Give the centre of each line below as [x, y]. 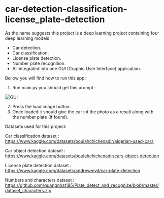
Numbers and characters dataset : [40, 180]
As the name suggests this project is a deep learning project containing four [82, 33]
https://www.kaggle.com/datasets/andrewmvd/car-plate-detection [73, 171]
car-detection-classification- [66, 9]
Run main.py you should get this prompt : [54, 87]
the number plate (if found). [40, 117]
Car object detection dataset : [35, 150]
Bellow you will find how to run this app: [46, 78]
